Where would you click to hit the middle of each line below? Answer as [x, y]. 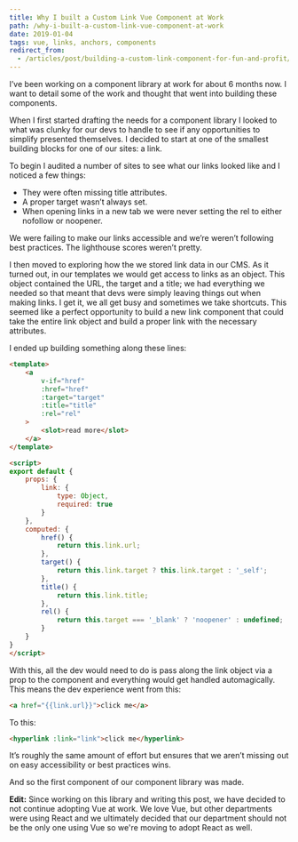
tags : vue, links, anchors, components [83, 42]
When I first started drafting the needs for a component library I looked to [143, 120]
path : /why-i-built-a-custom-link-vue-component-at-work [117, 26]
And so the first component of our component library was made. [127, 782]
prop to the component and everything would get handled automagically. [142, 679]
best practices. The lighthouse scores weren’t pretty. [106, 247]
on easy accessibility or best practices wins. [90, 765]
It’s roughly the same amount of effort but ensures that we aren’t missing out [149, 756]
